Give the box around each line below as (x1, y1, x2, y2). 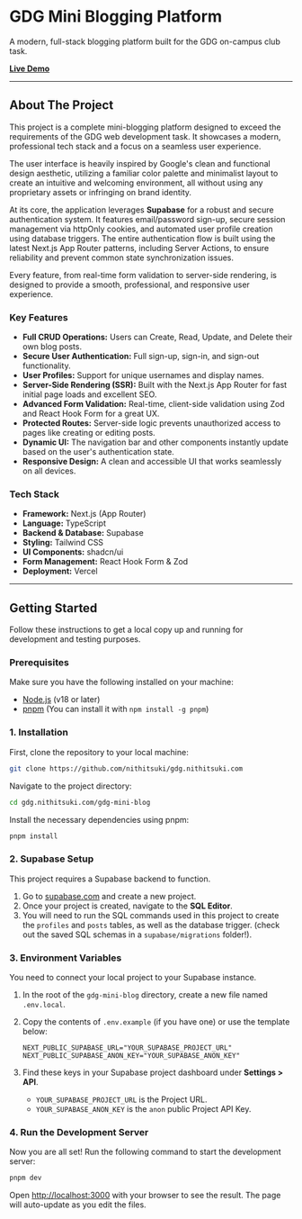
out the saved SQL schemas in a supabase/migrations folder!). (22, 929, 253, 940)
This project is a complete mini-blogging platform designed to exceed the (9, 122, 281, 132)
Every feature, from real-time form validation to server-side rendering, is (9, 269, 277, 280)
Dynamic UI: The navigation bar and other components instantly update (22, 437, 289, 447)
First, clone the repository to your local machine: (9, 746, 189, 757)
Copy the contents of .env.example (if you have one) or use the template (22, 1016, 290, 1027)
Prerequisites (9, 656, 69, 669)
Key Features (9, 311, 69, 323)
